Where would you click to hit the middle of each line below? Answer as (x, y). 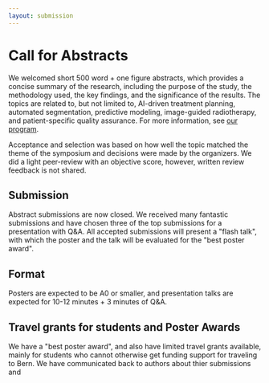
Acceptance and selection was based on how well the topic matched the (128, 145)
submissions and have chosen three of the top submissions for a (115, 223)
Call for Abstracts (68, 55)
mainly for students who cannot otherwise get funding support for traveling (133, 355)
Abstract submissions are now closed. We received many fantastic (118, 214)
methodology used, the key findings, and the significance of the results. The (134, 95)
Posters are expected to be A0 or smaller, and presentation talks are (121, 293)
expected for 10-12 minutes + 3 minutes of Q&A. (88, 302)
